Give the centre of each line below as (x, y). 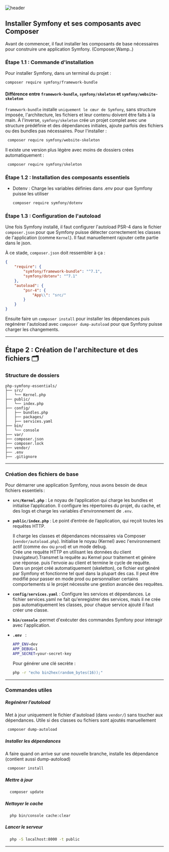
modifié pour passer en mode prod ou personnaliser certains (75, 579)
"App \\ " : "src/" (49, 295)
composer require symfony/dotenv (48, 203)
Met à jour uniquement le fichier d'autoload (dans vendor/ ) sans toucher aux (84, 715)
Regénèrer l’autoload (28, 703)
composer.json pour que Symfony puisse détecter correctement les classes (83, 232)
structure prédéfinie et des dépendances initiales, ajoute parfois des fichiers (84, 126)
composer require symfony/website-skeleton (54, 140)
